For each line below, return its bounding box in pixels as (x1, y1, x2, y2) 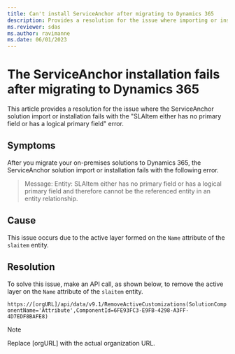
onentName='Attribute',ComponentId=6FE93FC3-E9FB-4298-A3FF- (7, 306, 190, 314)
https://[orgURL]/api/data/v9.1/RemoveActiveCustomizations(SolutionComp (7, 301, 227, 308)
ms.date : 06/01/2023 (7, 36, 68, 43)
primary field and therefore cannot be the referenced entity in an (24, 186, 211, 195)
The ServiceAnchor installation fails (7, 67, 220, 83)
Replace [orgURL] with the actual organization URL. (7, 339, 155, 347)
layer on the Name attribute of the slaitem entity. (7, 287, 143, 295)
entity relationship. (24, 194, 78, 203)
